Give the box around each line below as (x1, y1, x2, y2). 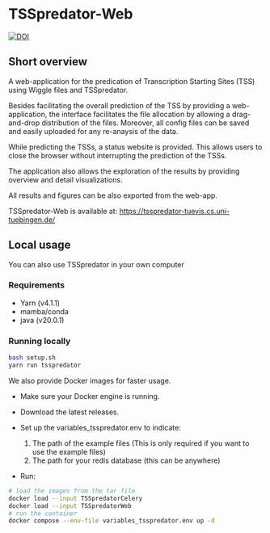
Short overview (8, 55, 87, 69)
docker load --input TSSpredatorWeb (8, 502, 132, 510)
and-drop (8, 118, 40, 128)
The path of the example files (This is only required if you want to (32, 438, 250, 448)
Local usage (8, 238, 71, 252)
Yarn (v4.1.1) (19, 298, 61, 308)
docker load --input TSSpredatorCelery (8, 494, 143, 502)
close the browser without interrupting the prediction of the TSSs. (8, 150, 227, 160)
